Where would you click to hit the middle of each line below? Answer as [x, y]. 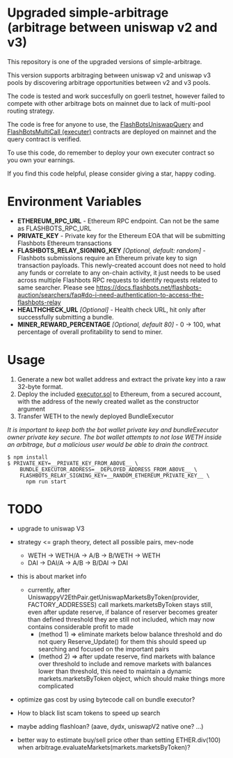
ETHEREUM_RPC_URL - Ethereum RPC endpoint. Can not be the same [118, 221]
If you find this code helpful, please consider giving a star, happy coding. [112, 173]
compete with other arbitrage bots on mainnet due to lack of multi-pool [109, 103]
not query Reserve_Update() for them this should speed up [122, 641]
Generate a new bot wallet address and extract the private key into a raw [121, 379]
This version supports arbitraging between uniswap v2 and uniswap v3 [109, 75]
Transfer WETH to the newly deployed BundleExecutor [95, 416]
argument [31, 409]
